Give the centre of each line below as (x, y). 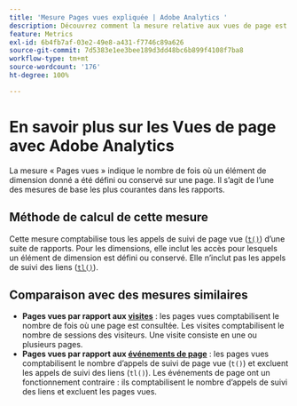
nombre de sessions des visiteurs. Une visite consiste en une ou (139, 335)
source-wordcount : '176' (55, 68)
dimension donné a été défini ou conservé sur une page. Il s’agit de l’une (142, 179)
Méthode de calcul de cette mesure (109, 217)
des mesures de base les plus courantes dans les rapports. (117, 189)
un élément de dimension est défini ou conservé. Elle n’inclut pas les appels (148, 258)
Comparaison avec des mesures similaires (129, 295)
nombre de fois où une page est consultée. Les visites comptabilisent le (153, 326)
